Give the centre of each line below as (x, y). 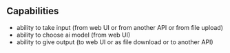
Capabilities (33, 11)
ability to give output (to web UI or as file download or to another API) (115, 42)
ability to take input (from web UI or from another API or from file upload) (120, 27)
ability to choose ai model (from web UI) (73, 35)
